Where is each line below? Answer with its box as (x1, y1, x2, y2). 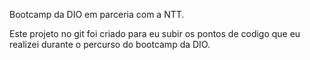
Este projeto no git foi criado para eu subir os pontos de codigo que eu (9, 28, 301, 39)
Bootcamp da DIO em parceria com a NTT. (9, 9, 185, 20)
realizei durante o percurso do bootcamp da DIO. (9, 39, 211, 50)
